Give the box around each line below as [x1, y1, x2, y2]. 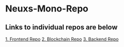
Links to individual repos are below [5, 23, 118, 31]
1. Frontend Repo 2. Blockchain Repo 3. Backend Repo [5, 36, 119, 42]
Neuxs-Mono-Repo [5, 3, 88, 14]
